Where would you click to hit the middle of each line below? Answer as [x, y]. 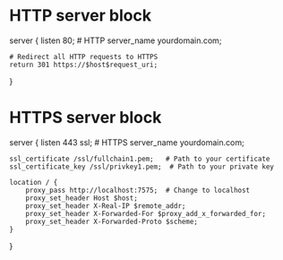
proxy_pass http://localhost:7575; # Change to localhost [138, 190]
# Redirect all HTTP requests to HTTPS [84, 56]
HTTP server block [81, 16]
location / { [34, 182]
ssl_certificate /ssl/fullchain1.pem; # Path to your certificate [140, 159]
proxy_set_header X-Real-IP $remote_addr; [106, 206]
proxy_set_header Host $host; [82, 198]
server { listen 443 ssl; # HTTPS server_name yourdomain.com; [127, 142]
